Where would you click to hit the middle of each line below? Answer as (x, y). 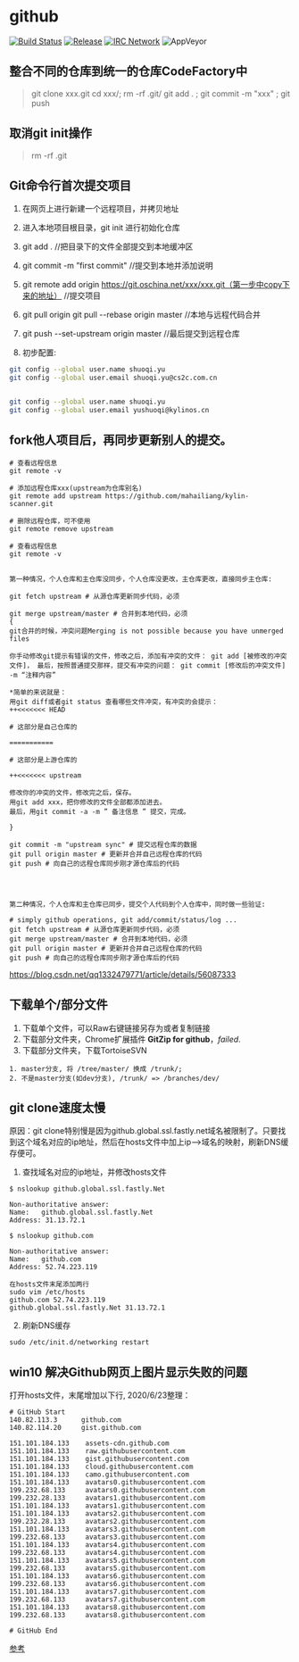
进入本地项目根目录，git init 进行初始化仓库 (101, 228)
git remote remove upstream (62, 528)
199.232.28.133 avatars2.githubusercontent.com (107, 1522)
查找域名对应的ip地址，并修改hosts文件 (94, 1172)
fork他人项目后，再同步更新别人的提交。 (120, 440)
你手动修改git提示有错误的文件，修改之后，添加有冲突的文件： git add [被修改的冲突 (148, 656)
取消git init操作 (50, 133)
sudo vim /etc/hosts (48, 1292)
